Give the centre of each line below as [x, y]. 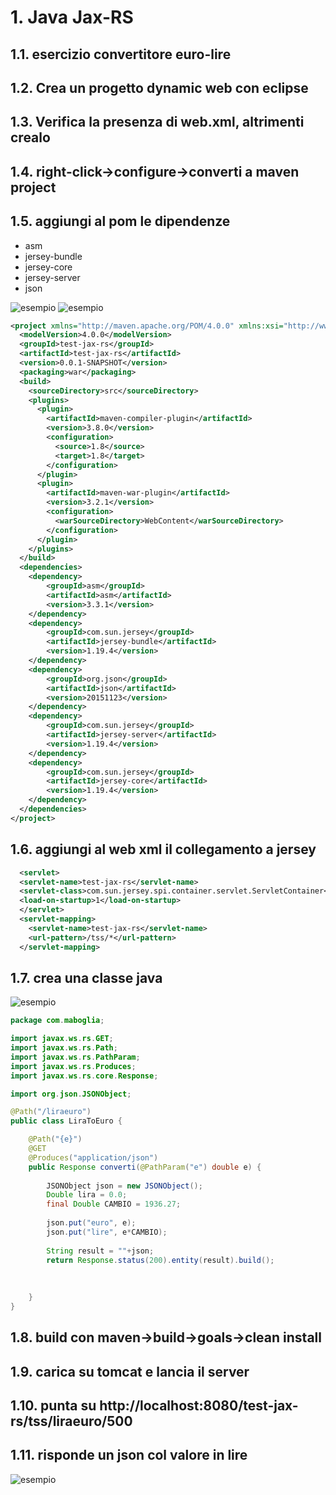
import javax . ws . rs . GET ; [62, 1039]
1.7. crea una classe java [86, 977]
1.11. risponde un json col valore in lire [129, 1455]
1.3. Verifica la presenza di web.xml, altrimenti [157, 122]
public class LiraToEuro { [66, 1121]
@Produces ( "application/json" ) [93, 1157]
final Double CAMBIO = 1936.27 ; [114, 1204]
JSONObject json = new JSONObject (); [124, 1186]
